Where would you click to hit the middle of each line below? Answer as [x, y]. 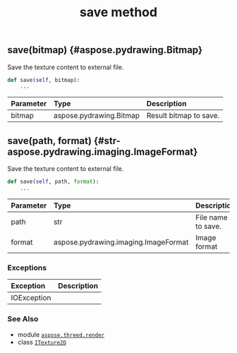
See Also [23, 319]
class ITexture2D [42, 342]
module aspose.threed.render [61, 334]
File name [211, 217]
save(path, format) [49, 141]
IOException [31, 298]
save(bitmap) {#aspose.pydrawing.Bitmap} [105, 50]
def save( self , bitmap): [44, 80]
